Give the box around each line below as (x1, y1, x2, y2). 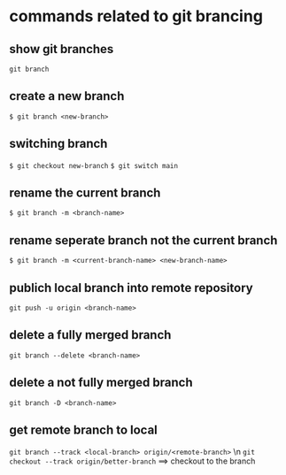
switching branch (9, 136, 108, 151)
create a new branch (9, 88, 125, 103)
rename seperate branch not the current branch (9, 233, 278, 248)
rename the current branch (9, 186, 161, 201)
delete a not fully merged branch (9, 375, 193, 390)
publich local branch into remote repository (9, 280, 254, 295)
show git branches (9, 42, 114, 57)
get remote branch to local (9, 423, 158, 438)
